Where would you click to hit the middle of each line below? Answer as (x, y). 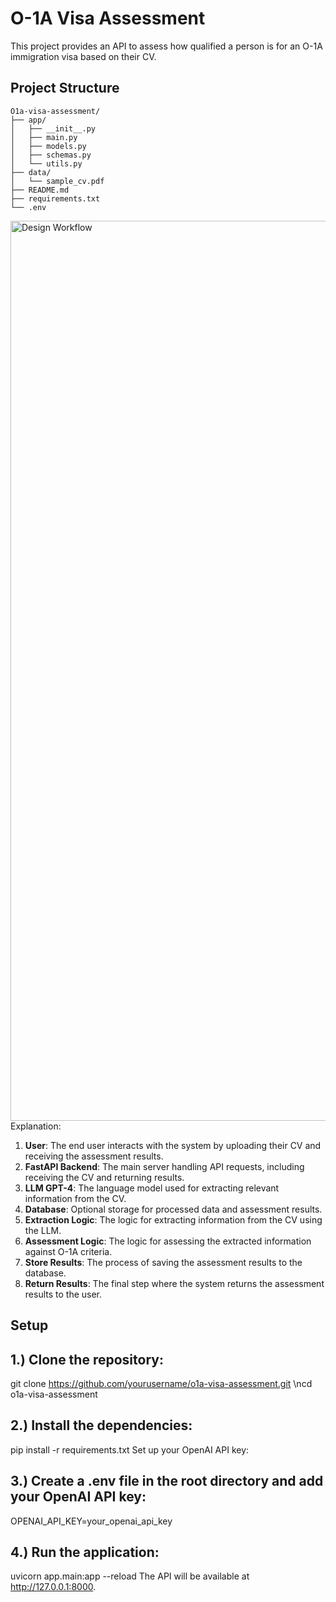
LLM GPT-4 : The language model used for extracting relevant (152, 1188)
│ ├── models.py (48, 146)
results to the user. (63, 1294)
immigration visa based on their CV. (83, 56)
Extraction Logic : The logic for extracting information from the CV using (173, 1219)
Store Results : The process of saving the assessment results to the (163, 1262)
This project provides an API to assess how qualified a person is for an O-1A (166, 46)
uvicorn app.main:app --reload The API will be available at (130, 1576)
